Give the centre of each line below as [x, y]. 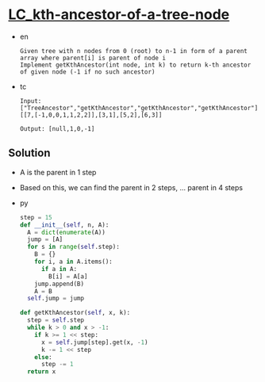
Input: [31, 101]
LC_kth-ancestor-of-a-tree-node [119, 15]
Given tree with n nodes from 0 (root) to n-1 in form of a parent [133, 51]
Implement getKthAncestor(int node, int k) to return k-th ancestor [135, 65]
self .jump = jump [56, 299]
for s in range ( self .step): [74, 247]
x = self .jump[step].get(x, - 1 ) [94, 342]
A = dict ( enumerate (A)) [66, 232]
